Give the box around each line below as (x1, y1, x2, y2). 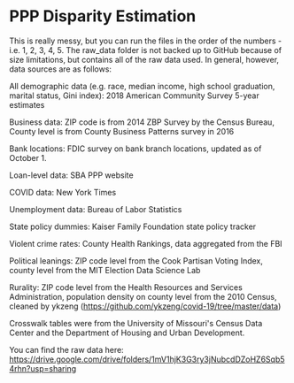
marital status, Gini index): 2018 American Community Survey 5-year (9, 90, 259, 101)
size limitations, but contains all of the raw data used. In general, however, (9, 54, 280, 65)
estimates (9, 99, 45, 110)
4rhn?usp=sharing (9, 363, 77, 373)
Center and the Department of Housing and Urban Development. (9, 327, 245, 338)
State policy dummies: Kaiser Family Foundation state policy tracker (9, 221, 257, 232)
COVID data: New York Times (9, 187, 117, 197)
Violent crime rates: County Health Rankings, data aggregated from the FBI (9, 238, 282, 249)
